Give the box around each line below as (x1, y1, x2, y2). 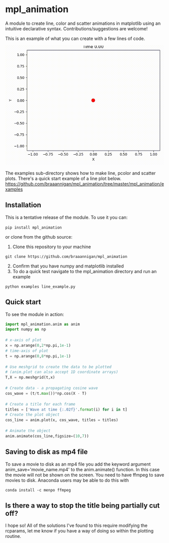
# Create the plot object (5, 412, 60, 418)
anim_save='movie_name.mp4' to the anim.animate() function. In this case (5, 466, 160, 472)
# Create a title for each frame (5, 401, 76, 406)
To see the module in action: (5, 311, 65, 317)
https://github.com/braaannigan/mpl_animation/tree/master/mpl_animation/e (5, 180, 164, 187)
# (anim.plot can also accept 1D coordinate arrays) (5, 370, 119, 375)
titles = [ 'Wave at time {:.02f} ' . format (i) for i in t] (5, 407, 128, 412)
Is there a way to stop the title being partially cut (5, 502, 160, 510)
